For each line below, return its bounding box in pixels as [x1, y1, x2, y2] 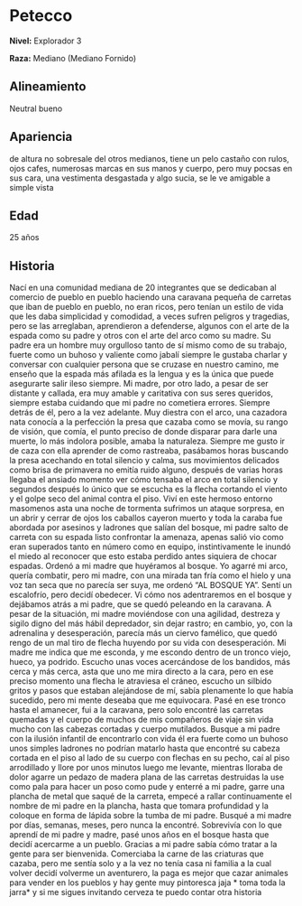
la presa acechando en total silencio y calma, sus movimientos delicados [9, 455, 279, 466]
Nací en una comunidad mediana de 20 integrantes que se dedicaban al [9, 282, 277, 294]
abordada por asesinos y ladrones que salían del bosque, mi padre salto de [9, 522, 288, 533]
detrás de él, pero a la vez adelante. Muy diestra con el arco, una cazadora [9, 407, 288, 418]
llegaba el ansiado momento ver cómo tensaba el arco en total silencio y [9, 474, 278, 485]
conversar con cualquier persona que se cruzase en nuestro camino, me [9, 359, 279, 370]
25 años [9, 232, 40, 243]
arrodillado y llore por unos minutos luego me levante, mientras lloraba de [9, 762, 283, 773]
